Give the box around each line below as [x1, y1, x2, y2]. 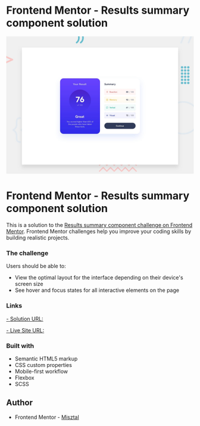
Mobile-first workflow [14, 368, 68, 375]
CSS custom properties [14, 361, 73, 368]
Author [6, 397, 33, 408]
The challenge [6, 248, 49, 257]
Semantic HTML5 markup [14, 355, 78, 362]
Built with [6, 341, 35, 350]
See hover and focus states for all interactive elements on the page [14, 287, 180, 294]
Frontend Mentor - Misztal [14, 413, 79, 421]
